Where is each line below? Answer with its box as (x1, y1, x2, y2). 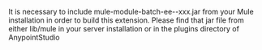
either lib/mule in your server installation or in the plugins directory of (8, 24, 239, 33)
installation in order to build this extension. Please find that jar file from (8, 15, 245, 25)
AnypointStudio (8, 32, 61, 42)
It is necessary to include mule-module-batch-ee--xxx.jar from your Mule (8, 7, 254, 16)
